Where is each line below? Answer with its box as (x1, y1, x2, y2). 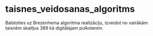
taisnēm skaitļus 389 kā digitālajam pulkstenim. (5, 25, 104, 31)
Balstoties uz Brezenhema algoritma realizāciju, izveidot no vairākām (5, 20, 148, 26)
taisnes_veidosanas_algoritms (5, 3, 135, 15)
